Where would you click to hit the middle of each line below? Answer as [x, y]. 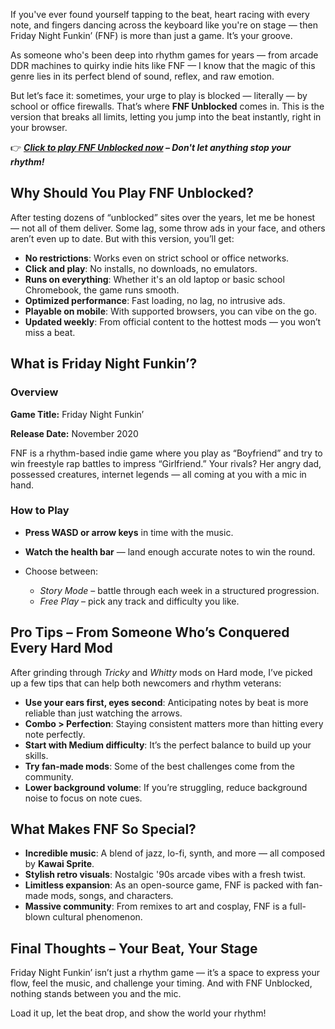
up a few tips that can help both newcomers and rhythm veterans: [146, 683]
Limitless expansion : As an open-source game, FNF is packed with [164, 885]
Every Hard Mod [61, 648]
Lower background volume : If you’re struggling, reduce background [166, 787]
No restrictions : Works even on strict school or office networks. [157, 258]
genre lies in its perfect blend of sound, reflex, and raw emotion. [142, 76]
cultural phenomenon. [97, 917]
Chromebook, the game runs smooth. [102, 290]
